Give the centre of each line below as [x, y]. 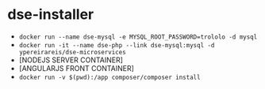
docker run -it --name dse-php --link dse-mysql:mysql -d [117, 45]
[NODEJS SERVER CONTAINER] [71, 60]
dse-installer [51, 15]
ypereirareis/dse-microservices [72, 52]
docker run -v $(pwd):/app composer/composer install [109, 77]
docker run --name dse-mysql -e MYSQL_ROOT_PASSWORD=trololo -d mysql [138, 37]
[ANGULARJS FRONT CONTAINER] [76, 68]
